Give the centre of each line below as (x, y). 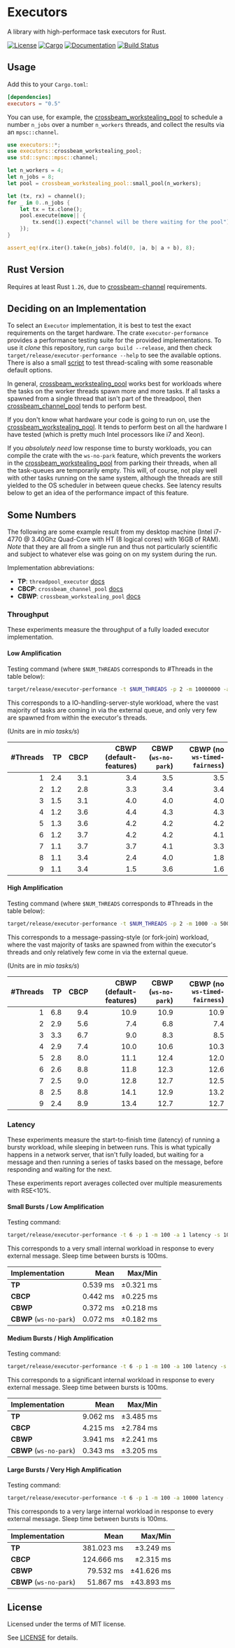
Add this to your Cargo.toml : (48, 84)
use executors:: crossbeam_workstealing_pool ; (74, 151)
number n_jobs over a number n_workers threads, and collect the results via (116, 124)
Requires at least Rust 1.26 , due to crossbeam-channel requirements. (107, 286)
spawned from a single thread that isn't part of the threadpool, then (104, 399)
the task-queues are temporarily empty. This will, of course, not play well (112, 471)
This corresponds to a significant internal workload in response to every (111, 1380)
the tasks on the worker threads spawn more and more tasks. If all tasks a (114, 391)
